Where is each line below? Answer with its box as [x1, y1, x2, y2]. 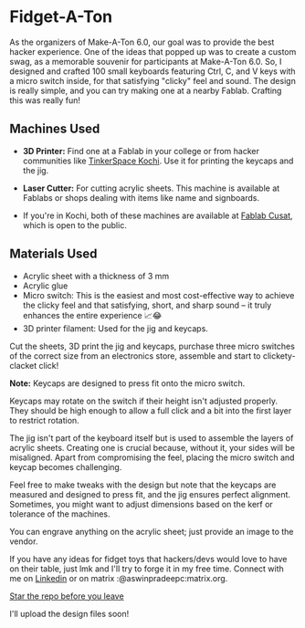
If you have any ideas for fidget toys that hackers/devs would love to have [9, 553, 288, 564]
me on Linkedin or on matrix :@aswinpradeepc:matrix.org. [9, 572, 228, 583]
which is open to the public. [22, 219, 128, 230]
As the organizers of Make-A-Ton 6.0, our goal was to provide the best [9, 37, 275, 47]
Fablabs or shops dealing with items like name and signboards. [22, 192, 260, 203]
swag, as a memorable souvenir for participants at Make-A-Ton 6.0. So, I [9, 56, 282, 67]
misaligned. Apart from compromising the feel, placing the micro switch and [9, 452, 295, 463]
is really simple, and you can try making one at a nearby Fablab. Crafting [9, 85, 282, 96]
